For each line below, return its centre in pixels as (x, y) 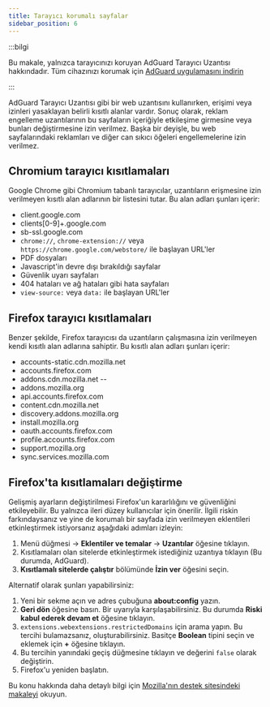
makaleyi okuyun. (38, 694)
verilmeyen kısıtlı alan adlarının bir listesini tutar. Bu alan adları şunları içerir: (134, 199)
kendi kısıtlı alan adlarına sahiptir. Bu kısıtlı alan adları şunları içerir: (119, 347)
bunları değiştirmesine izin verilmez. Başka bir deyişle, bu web (112, 128)
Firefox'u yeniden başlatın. (64, 670)
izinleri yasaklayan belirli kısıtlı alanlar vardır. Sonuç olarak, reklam (118, 111)
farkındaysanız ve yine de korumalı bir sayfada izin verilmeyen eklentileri (129, 519)
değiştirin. (37, 661)
